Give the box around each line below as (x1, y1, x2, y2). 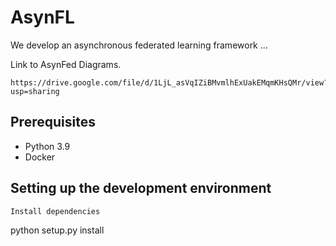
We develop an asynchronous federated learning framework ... (10, 39, 268, 51)
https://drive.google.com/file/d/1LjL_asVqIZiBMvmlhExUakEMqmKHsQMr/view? (10, 77, 329, 88)
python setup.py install (10, 224, 105, 236)
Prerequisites (10, 114, 96, 131)
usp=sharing (10, 86, 60, 96)
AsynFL (10, 6, 75, 29)
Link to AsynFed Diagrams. (10, 58, 122, 70)
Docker (24, 151, 56, 163)
